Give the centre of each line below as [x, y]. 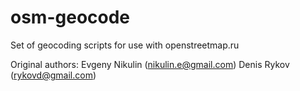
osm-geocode [70, 17]
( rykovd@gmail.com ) [53, 75]
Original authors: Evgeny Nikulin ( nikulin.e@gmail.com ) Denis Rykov [150, 64]
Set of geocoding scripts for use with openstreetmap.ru [125, 45]
